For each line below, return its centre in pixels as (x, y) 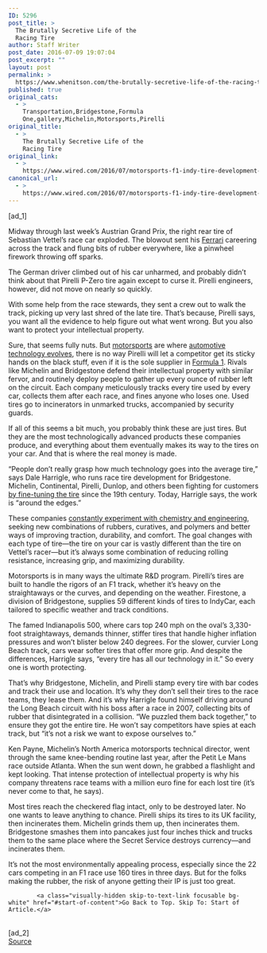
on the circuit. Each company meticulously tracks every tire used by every (130, 387)
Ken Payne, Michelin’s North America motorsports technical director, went (129, 749)
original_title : (35, 126)
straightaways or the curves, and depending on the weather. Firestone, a (127, 593)
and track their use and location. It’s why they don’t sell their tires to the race (133, 691)
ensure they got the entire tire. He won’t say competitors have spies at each (132, 725)
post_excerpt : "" (37, 60)
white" (19, 902)
